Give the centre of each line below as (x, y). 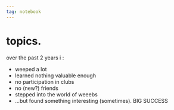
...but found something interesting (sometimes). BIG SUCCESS (91, 100)
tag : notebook (24, 12)
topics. (24, 41)
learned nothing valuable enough (55, 76)
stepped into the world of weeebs (56, 94)
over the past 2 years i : (35, 58)
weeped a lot (31, 69)
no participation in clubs (44, 81)
